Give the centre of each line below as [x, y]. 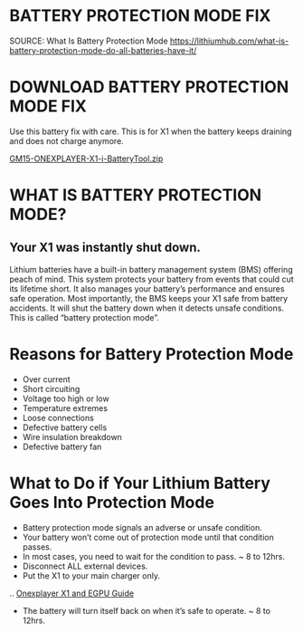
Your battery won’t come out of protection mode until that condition [148, 537]
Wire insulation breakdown [72, 436]
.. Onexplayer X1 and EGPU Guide [71, 593]
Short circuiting [51, 388]
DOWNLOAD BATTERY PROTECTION [149, 87]
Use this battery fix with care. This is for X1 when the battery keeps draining [151, 131]
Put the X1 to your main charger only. [91, 575]
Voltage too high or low [66, 398]
